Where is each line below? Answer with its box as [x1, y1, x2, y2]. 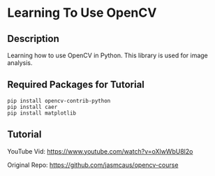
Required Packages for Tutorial [7, 79, 145, 91]
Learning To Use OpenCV [7, 5, 157, 21]
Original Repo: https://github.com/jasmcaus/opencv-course [7, 161, 179, 169]
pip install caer [7, 103, 58, 110]
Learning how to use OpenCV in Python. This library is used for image [7, 51, 208, 59]
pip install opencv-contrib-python [7, 97, 111, 104]
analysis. [7, 59, 33, 67]
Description [7, 33, 59, 45]
